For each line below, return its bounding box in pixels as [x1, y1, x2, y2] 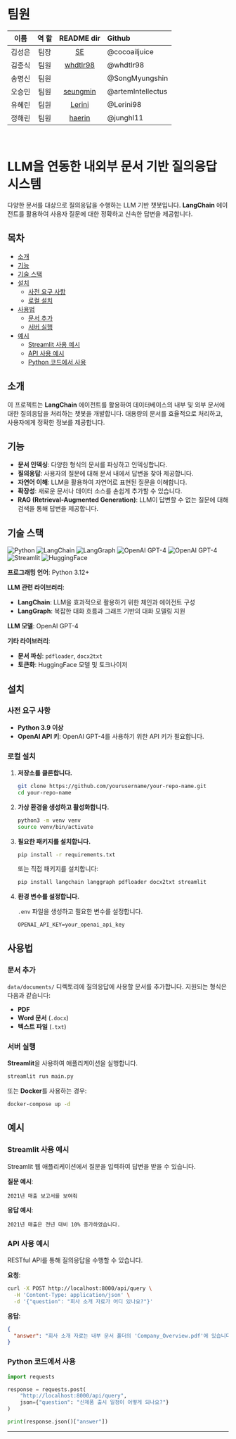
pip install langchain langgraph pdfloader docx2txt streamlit [17, 879, 207, 886]
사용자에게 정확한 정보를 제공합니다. [7, 418, 105, 426]
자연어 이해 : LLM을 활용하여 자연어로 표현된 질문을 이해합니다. [17, 478, 188, 486]
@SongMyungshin [107, 73, 169, 83]
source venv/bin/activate [17, 823, 93, 830]
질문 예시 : [7, 1177, 34, 1186]
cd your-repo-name [17, 789, 72, 796]
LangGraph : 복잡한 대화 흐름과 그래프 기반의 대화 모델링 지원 [17, 607, 186, 616]
